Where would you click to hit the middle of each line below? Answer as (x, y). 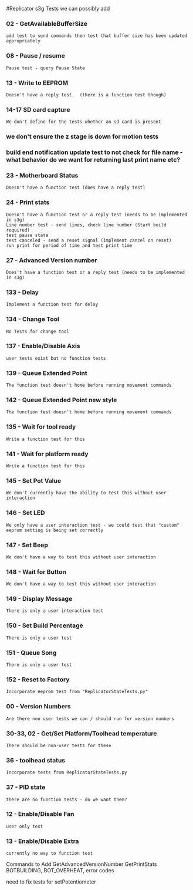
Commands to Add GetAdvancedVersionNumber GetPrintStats (82, 864)
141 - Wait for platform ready (47, 454)
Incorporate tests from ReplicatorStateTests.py (67, 772)
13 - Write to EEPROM (37, 83)
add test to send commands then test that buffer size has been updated (97, 36)
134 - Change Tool (33, 319)
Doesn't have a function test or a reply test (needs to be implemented (97, 215)
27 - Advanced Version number (52, 260)
